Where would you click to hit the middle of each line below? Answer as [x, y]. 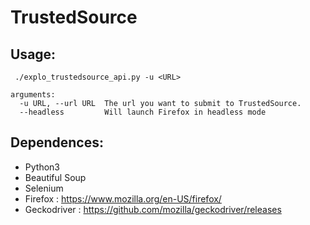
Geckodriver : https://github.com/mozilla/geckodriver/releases [153, 209]
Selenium [44, 188]
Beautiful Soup [55, 177]
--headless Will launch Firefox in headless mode [143, 112]
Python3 [42, 167]
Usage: [33, 54]
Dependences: [57, 142]
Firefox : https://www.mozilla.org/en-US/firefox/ [123, 198]
